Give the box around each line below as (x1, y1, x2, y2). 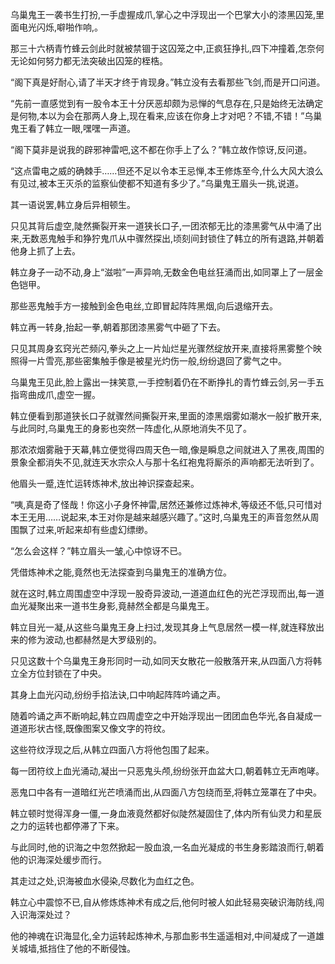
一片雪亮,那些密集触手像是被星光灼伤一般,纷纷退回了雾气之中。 (27, 355, 288, 367)
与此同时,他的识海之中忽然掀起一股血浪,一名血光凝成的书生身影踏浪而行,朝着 (10, 841, 325, 853)
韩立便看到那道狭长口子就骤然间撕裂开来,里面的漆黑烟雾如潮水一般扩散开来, (10, 410, 323, 422)
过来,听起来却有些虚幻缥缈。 (36, 524, 154, 535)
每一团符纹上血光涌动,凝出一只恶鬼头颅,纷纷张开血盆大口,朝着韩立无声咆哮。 (10, 765, 325, 777)
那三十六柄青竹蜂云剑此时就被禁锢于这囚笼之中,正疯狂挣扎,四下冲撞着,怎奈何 (10, 43, 325, 54)
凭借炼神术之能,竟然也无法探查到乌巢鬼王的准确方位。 (10, 566, 233, 578)
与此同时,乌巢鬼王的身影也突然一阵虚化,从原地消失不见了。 (10, 423, 253, 434)
